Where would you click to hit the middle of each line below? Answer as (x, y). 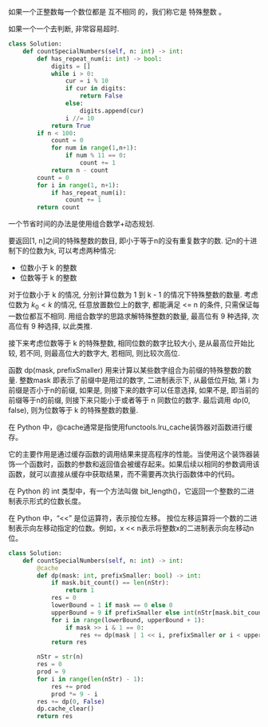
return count (59, 208)
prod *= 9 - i (74, 694)
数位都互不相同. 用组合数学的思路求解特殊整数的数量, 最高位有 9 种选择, (132, 316)
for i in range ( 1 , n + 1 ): (78, 185)
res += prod (71, 686)
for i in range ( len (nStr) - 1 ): (91, 679)
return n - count (80, 170)
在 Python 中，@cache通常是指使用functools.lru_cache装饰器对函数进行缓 (130, 427)
